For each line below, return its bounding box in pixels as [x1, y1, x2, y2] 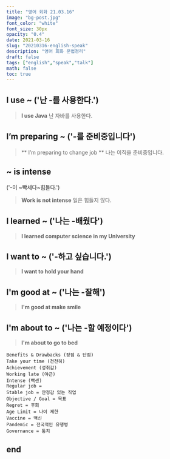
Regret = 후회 [6, 402, 39, 408]
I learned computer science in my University [21, 232, 135, 240]
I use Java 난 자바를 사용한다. [21, 112, 93, 119]
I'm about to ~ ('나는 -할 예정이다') [6, 323, 132, 333]
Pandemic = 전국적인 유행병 [6, 421, 69, 427]
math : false [6, 65, 36, 72]
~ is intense [6, 167, 52, 177]
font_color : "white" [6, 20, 59, 26]
